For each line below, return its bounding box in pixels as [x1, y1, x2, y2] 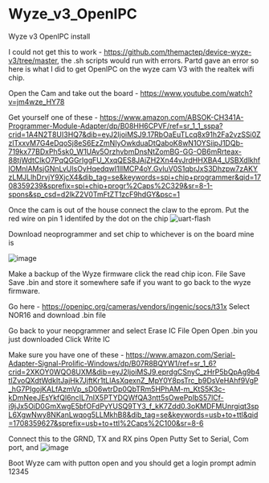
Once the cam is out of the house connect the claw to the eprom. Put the [8, 204, 250, 214]
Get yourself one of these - [8, 112, 98, 122]
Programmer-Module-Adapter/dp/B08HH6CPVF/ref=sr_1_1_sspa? [8, 121, 223, 130]
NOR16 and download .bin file [8, 310, 107, 320]
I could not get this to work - [8, 47, 103, 56]
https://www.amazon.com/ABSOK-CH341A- [99, 112, 244, 122]
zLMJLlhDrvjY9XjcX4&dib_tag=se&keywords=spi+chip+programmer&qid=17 [8, 172, 262, 182]
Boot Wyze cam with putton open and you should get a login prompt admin [8, 458, 257, 468]
